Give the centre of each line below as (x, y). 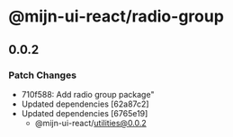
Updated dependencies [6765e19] (85, 113)
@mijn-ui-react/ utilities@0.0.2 (91, 123)
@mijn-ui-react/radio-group (116, 17)
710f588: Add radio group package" (88, 94)
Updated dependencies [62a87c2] (85, 104)
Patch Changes (43, 75)
